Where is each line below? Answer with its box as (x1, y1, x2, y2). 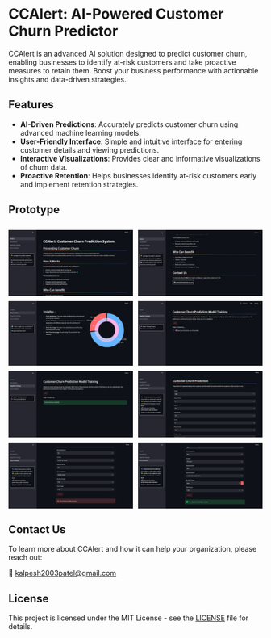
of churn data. (19, 162, 68, 172)
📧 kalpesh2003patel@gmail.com (8, 569, 117, 578)
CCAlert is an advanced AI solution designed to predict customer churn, (8, 48, 248, 58)
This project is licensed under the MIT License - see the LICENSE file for (8, 613, 248, 623)
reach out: (8, 552, 43, 562)
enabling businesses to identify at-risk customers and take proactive (8, 57, 236, 67)
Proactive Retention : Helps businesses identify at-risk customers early (19, 170, 257, 180)
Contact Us (8, 523, 66, 537)
